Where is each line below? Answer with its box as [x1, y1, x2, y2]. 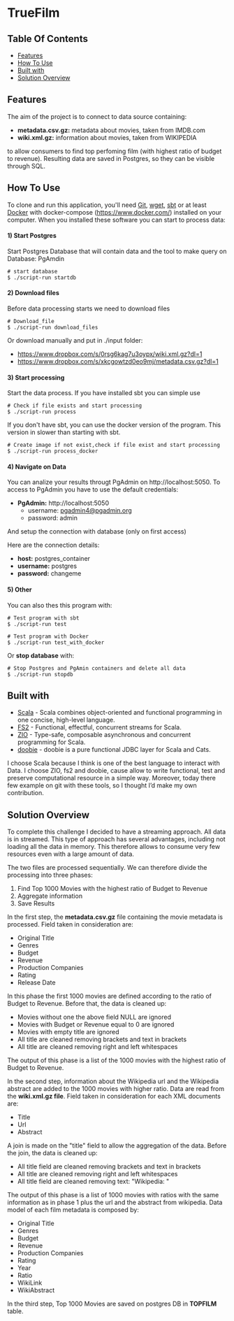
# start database [7, 268, 58, 275]
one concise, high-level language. [17, 715, 115, 724]
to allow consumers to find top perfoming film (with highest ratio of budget [7, 147, 222, 155]
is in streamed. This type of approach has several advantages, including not [7, 835, 226, 843]
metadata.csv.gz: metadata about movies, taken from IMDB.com [17, 126, 206, 134]
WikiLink [17, 1278, 43, 1287]
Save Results [17, 899, 55, 908]
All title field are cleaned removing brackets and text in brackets [17, 1162, 201, 1171]
